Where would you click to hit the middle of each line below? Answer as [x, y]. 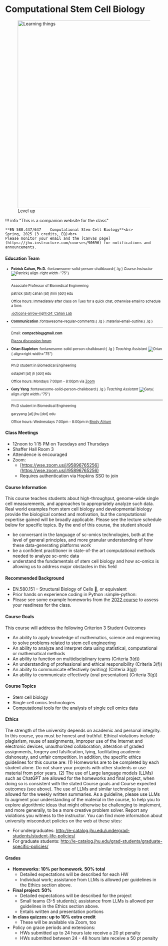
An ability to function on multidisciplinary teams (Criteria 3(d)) [76, 659]
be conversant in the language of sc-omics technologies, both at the [83, 535]
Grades [13, 858]
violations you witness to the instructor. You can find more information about [84, 815]
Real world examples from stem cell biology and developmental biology [79, 509]
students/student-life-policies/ [44, 836]
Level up [26, 211]
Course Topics [21, 686]
